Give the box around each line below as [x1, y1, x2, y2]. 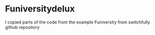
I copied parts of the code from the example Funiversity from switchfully [5, 19, 150, 25]
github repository [5, 24, 40, 30]
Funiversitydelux [5, 3, 75, 14]
